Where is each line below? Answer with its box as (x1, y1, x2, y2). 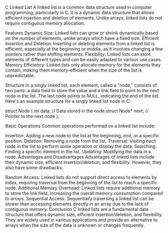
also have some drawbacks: (5, 165, 63, 170)
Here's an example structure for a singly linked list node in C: (5, 98, 131, 104)
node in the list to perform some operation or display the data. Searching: (5, 143, 157, 149)
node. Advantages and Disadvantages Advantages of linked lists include (5, 154, 155, 160)
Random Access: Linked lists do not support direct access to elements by (5, 174, 157, 180)
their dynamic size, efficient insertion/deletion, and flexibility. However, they (5, 159, 162, 165)
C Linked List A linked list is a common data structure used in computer (5, 5, 152, 10)
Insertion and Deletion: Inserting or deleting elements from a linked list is (5, 41, 155, 47)
